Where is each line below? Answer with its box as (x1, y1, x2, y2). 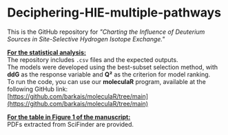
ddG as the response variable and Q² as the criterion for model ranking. (7, 70, 211, 79)
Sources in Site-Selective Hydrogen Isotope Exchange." (7, 34, 165, 43)
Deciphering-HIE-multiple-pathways (7, 5, 222, 21)
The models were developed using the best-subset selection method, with (7, 63, 218, 71)
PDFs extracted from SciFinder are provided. (7, 120, 134, 128)
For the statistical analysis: (7, 48, 86, 56)
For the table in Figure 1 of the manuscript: (7, 112, 131, 121)
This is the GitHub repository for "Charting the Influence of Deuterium (7, 28, 205, 36)
